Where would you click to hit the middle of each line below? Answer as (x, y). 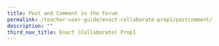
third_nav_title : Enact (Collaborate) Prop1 (72, 32)
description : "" (30, 26)
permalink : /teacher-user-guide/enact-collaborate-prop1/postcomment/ (110, 20)
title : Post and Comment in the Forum (62, 13)
